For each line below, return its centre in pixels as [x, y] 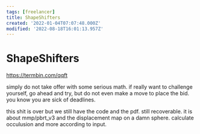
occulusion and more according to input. [57, 124]
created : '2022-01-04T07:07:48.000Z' [54, 23]
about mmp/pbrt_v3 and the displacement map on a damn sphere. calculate [100, 118]
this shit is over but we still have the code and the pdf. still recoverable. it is [99, 112]
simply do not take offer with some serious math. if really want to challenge [99, 87]
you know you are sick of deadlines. [51, 100]
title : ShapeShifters [33, 18]
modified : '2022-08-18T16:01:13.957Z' [55, 29]
